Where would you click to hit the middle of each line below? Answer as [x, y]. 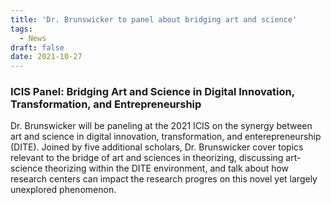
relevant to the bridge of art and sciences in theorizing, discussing [147, 158]
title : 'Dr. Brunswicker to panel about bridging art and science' [154, 19]
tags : [21, 29]
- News [33, 38]
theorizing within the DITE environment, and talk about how [167, 168]
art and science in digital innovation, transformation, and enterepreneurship [166, 137]
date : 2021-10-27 [46, 57]
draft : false [37, 47]
